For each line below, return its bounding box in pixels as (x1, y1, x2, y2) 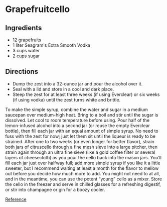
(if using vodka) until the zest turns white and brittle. (12, 96, 121, 102)
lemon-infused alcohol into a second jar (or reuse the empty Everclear (5, 122, 150, 129)
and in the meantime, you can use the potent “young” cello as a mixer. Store (5, 176, 162, 182)
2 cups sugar (12, 53, 40, 59)
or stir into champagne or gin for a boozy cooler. (5, 186, 105, 192)
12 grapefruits (12, 37, 42, 43)
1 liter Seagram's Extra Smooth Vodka (12, 42, 90, 48)
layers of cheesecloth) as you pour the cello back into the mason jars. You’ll (5, 154, 162, 160)
